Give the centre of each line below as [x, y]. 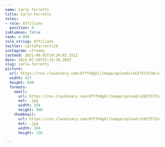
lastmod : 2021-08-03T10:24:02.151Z [41, 55]
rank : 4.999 [17, 37]
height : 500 [30, 110]
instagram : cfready [25, 50]
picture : [14, 69]
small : [21, 92]
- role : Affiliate [24, 23]
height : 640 [22, 82]
